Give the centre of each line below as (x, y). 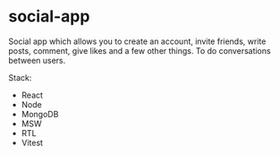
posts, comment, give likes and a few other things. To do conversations (140, 50)
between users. (37, 60)
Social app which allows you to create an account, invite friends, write (137, 41)
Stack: (20, 77)
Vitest (32, 142)
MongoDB (40, 114)
